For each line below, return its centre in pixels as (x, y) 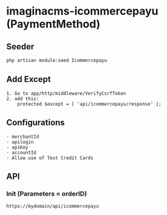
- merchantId (23, 137)
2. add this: (23, 98)
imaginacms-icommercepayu (83, 11)
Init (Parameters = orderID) (46, 194)
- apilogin (20, 142)
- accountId (21, 152)
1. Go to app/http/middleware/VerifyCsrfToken (66, 93)
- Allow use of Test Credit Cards (50, 158)
